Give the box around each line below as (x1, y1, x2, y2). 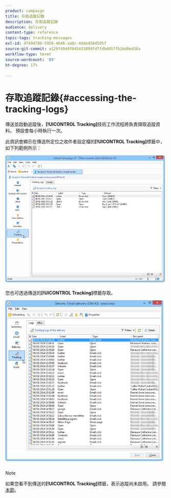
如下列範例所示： (5, 145, 41, 151)
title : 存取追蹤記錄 (5, 13, 45, 19)
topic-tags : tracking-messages (5, 35, 72, 41)
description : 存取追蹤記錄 (5, 19, 58, 24)
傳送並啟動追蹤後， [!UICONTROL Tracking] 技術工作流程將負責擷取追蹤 (5, 121, 156, 127)
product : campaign (5, 8, 45, 13)
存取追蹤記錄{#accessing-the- (5, 93, 137, 104)
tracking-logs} (5, 103, 69, 115)
